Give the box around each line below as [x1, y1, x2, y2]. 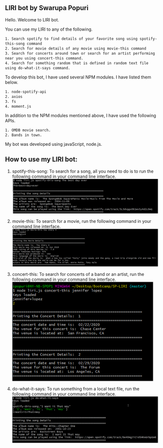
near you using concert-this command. [5, 56, 83, 60]
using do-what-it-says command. [5, 65, 70, 70]
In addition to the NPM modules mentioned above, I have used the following [5, 112, 156, 118]
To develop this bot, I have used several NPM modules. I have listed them [5, 74, 151, 80]
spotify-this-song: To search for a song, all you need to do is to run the [12, 168, 154, 174]
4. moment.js [5, 104, 32, 109]
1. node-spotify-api [5, 89, 47, 94]
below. [5, 79, 18, 85]
